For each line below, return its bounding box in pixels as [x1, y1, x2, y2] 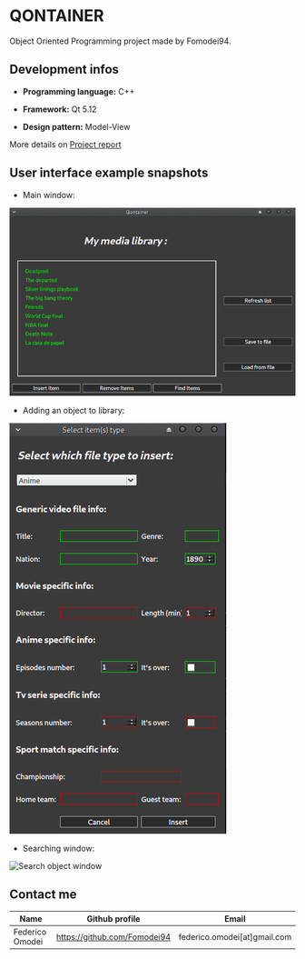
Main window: [22, 189, 75, 200]
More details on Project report [9, 138, 122, 150]
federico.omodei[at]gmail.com [178, 931, 292, 942]
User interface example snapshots [9, 165, 209, 181]
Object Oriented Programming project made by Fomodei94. [9, 35, 231, 46]
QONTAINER [9, 5, 104, 26]
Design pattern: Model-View [22, 121, 131, 132]
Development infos [9, 62, 120, 77]
